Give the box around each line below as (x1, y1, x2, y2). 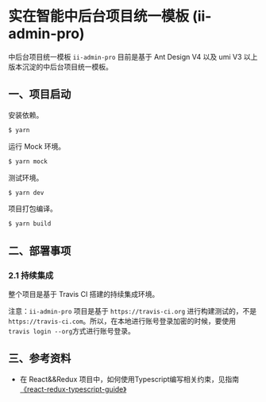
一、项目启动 (8, 88, 71, 101)
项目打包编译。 (8, 204, 57, 213)
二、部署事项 (8, 244, 71, 257)
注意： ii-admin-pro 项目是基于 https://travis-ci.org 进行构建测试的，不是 (8, 306, 257, 315)
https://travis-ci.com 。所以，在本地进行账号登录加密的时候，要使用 (8, 316, 237, 326)
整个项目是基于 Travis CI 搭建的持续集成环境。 (8, 289, 160, 299)
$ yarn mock (8, 157, 48, 166)
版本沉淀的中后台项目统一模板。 (8, 61, 113, 72)
